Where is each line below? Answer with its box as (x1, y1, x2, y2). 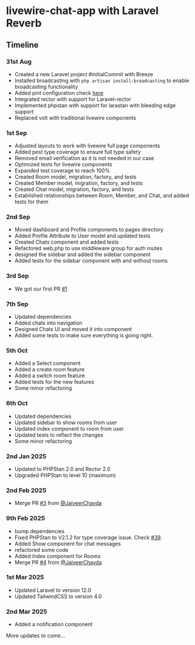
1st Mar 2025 (6, 573, 45, 581)
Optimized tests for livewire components (14, 161, 112, 168)
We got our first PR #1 (14, 285, 67, 292)
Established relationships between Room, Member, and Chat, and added (14, 192, 189, 199)
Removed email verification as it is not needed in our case (14, 155, 154, 162)
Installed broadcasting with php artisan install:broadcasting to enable (14, 77, 189, 84)
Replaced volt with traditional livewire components (14, 114, 136, 121)
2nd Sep (6, 213, 30, 221)
